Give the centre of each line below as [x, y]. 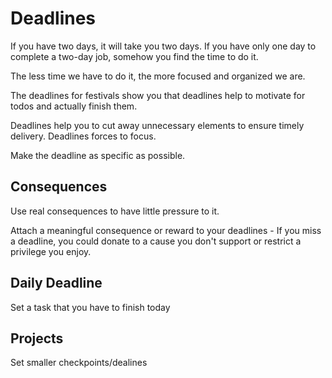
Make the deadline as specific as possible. [98, 155]
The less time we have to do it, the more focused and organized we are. [158, 76]
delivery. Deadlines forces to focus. [83, 136]
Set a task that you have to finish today [90, 307]
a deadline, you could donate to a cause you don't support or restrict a [156, 241]
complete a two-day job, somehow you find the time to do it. [134, 56]
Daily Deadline [56, 283]
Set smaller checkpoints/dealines [79, 363]
